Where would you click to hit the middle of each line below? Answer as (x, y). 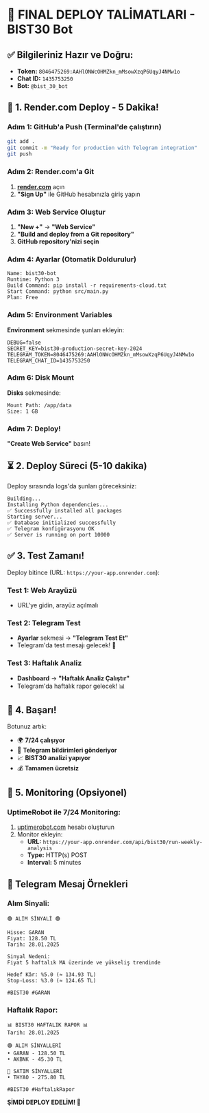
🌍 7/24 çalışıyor (41, 740)
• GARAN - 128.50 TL (37, 1053)
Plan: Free (23, 298)
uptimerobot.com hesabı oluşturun (66, 827)
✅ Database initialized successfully (62, 523)
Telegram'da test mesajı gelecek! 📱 (66, 645)
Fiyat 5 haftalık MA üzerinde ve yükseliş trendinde (84, 962)
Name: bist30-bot (32, 274)
